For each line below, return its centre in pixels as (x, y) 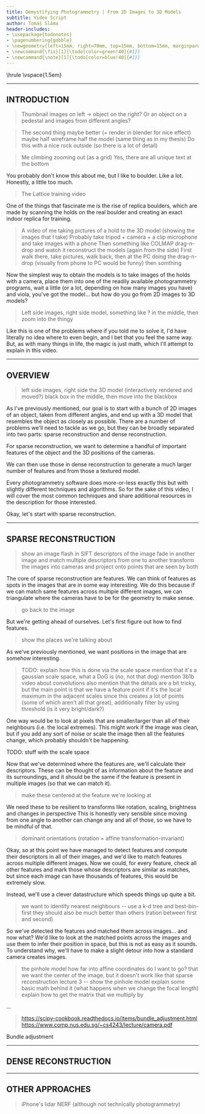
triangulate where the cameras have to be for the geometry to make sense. (100, 598)
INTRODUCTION (38, 100)
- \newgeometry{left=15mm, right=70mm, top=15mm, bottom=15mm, (88, 46)
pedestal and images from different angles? (76, 121)
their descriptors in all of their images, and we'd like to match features (94, 857)
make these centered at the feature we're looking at (86, 795)
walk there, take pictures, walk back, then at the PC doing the (99, 256)
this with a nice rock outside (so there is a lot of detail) (89, 146)
